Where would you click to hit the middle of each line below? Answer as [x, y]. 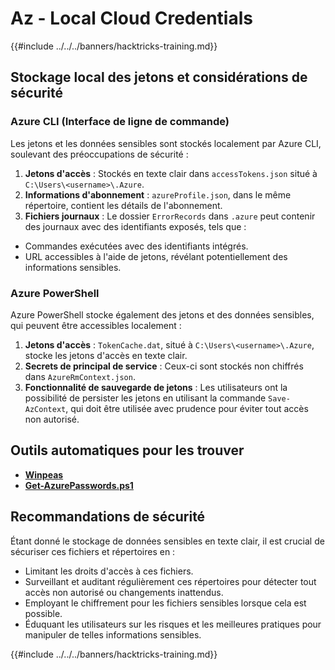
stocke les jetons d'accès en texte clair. [106, 355]
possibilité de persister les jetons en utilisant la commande [145, 398]
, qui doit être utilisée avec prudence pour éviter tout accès [187, 408]
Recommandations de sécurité [108, 517]
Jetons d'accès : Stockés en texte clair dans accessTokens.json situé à [171, 173]
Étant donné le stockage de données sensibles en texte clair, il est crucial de [167, 541]
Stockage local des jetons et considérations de [159, 77]
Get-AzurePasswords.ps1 [79, 485]
